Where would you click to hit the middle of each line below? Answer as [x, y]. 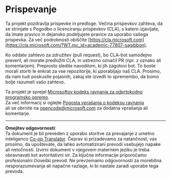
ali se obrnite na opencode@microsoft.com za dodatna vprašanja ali [77, 108]
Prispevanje [31, 9]
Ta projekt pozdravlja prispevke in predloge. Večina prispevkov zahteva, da [84, 23]
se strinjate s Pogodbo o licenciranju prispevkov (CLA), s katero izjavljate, [82, 28]
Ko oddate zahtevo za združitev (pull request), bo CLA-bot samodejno [79, 55]
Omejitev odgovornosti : [31, 128]
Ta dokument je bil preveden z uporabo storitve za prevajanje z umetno [80, 133]
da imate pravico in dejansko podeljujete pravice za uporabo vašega [77, 34]
